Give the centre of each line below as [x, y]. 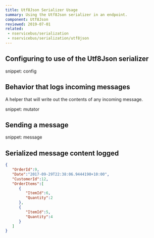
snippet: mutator [22, 109]
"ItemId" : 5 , [38, 212]
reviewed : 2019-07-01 [28, 24]
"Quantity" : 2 [39, 198]
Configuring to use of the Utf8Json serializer [77, 59]
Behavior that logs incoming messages [68, 87]
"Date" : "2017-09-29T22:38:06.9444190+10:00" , [61, 174]
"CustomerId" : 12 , [30, 179]
